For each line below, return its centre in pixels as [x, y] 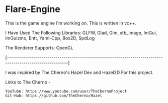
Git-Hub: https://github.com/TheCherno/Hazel [54, 95]
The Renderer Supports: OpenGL [39, 47]
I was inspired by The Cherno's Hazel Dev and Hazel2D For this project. [79, 72]
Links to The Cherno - [28, 82]
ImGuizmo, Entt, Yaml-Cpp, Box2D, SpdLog [50, 38]
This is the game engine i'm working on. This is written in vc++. [71, 23]
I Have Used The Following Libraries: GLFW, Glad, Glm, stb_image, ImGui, [81, 32]
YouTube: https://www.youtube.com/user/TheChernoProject [66, 91]
